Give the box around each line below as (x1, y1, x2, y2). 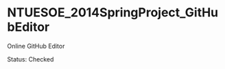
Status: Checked (7, 55, 54, 63)
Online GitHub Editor (7, 42, 65, 50)
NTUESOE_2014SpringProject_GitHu (7, 5, 219, 20)
